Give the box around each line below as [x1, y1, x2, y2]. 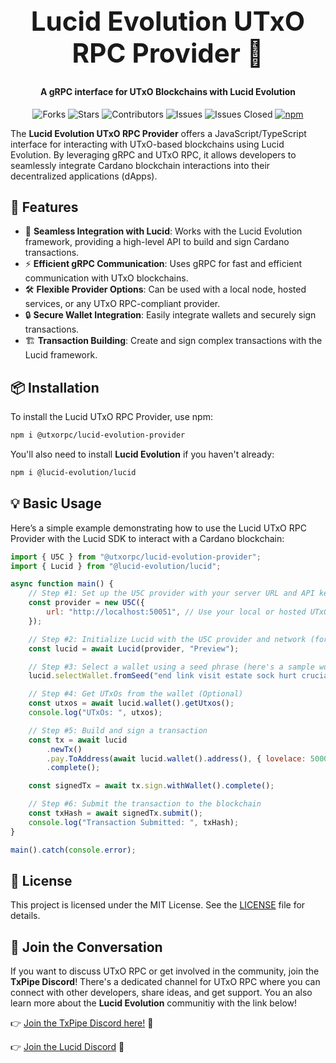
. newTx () [46, 744, 83, 754]
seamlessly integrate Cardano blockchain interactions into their [10, 159, 271, 171]
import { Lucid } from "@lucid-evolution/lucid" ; [10, 561, 222, 571]
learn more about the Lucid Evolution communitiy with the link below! [10, 997, 298, 1009]
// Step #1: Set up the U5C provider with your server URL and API [28, 588, 315, 599]
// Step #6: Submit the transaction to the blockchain [28, 799, 262, 809]
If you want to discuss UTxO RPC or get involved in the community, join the [10, 965, 320, 977]
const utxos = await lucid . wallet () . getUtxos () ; [28, 698, 235, 709]
